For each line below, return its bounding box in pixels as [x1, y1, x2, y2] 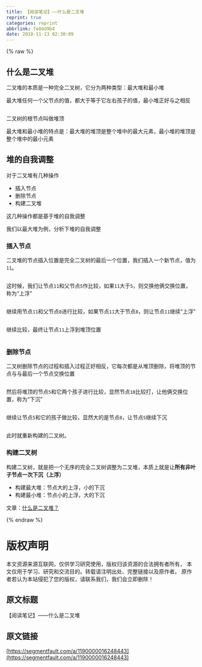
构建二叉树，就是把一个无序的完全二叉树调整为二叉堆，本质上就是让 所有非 [6, 463, 191, 470]
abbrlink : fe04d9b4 [6, 25, 55, 32]
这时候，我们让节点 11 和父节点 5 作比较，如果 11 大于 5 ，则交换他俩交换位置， [6, 282, 191, 289]
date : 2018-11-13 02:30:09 [6, 31, 74, 37]
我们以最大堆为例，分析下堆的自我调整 [6, 225, 101, 232]
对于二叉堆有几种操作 [6, 171, 59, 179]
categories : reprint [6, 20, 58, 26]
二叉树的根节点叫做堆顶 [6, 115, 64, 122]
